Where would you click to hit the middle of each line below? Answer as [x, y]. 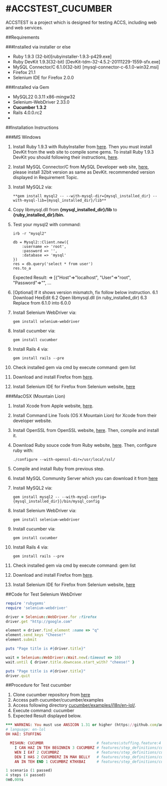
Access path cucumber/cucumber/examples [58, 700]
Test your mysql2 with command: [47, 224]
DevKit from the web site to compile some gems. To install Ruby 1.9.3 [83, 152]
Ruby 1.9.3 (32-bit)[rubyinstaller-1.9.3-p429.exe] [62, 56]
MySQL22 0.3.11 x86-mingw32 [44, 97]
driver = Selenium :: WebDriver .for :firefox [51, 617]
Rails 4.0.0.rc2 [28, 113]
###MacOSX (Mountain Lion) [36, 396]
